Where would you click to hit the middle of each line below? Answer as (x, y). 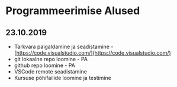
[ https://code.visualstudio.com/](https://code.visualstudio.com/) (92, 53)
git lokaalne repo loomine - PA (51, 59)
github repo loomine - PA (44, 65)
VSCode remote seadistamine (50, 71)
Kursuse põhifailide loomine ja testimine (63, 78)
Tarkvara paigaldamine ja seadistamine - (64, 46)
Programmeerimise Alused (73, 11)
